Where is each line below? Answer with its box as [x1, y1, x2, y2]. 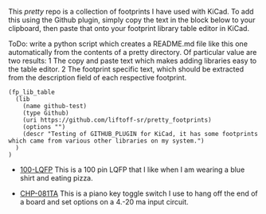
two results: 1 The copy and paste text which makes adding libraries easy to [8, 56, 257, 65]
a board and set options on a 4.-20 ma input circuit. [19, 197, 189, 206]
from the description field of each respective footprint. [8, 73, 187, 82]
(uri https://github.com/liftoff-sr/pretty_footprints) [22, 116, 213, 124]
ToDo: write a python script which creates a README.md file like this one [8, 39, 248, 49]
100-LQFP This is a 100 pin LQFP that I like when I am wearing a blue [19, 165, 245, 174]
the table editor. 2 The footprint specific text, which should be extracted [8, 64, 244, 74]
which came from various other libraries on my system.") [8, 137, 205, 145]
